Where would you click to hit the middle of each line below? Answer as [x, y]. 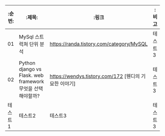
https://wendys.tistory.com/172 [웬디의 [95, 76]
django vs [30, 69]
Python [27, 63]
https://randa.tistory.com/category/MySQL [99, 44]
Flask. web [31, 75]
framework [31, 82]
